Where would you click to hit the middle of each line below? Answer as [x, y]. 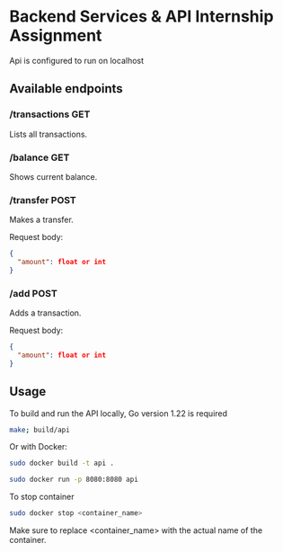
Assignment [56, 36]
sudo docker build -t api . [62, 463]
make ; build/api [40, 430]
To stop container [42, 497]
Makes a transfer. [41, 220]
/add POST [34, 293]
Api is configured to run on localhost [77, 60]
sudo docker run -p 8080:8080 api [74, 480]
